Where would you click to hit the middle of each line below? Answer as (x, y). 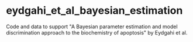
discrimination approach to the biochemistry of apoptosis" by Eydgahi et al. (97, 32)
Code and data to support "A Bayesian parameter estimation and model (92, 26)
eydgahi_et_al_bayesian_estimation (94, 11)
